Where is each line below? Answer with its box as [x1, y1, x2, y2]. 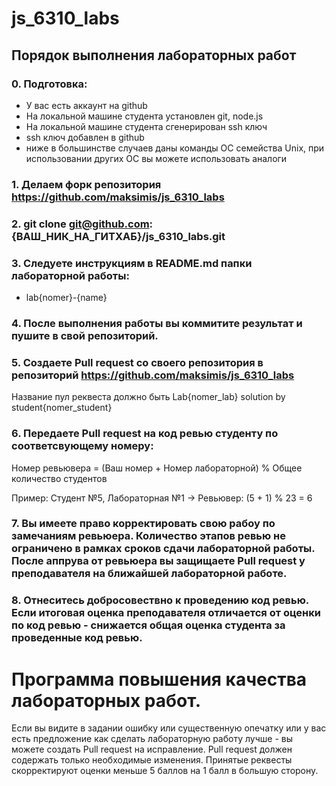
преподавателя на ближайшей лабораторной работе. [11, 567, 288, 581]
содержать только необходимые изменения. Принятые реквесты [11, 754, 293, 766]
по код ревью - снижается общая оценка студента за [11, 618, 286, 632]
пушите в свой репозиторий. [11, 328, 159, 342]
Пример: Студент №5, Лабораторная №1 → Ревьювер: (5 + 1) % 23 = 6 [11, 492, 313, 504]
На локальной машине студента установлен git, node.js [25, 110, 264, 122]
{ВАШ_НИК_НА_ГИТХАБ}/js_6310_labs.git [11, 229, 226, 243]
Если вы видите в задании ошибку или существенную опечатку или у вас [11, 722, 327, 734]
